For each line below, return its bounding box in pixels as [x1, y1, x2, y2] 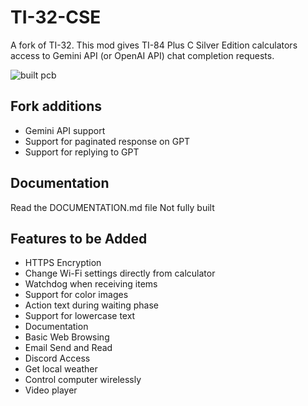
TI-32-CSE [10, 6, 102, 29]
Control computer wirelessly [24, 374, 142, 386]
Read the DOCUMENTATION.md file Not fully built [10, 201, 215, 213]
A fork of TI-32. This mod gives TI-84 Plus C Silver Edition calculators [10, 39, 298, 51]
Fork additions [10, 98, 103, 115]
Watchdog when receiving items [24, 278, 158, 290]
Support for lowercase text [24, 310, 136, 322]
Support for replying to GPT [24, 146, 140, 158]
